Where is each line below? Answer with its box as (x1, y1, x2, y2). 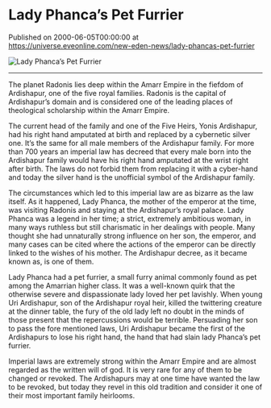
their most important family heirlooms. (8, 390, 135, 400)
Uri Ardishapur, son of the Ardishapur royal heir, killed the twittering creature (8, 298, 262, 307)
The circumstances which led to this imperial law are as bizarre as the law (8, 188, 254, 198)
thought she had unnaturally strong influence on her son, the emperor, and (8, 231, 256, 240)
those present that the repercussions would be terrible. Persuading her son (8, 314, 258, 324)
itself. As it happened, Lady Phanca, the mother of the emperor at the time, (8, 196, 256, 206)
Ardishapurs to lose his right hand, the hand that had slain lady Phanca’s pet (8, 332, 261, 342)
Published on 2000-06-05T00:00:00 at (8, 32, 140, 42)
